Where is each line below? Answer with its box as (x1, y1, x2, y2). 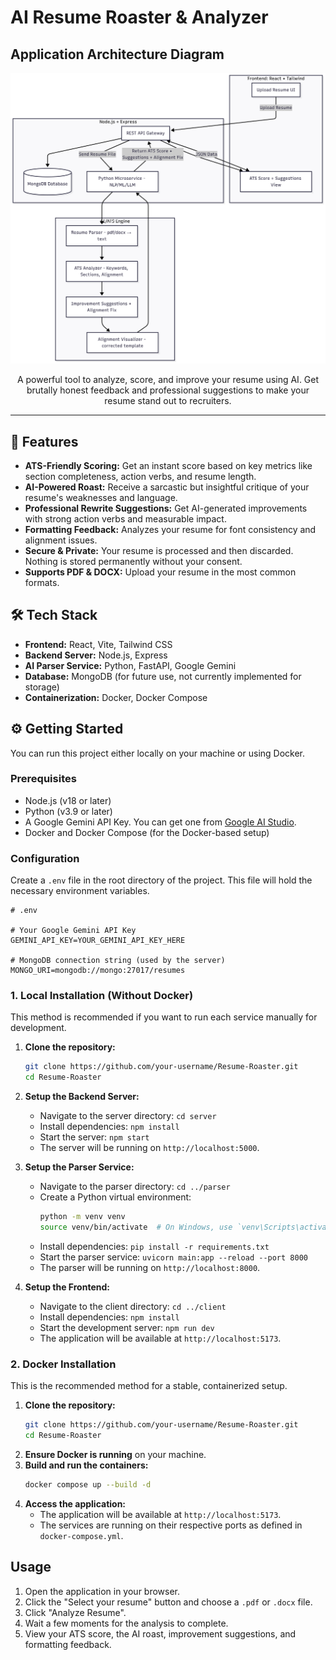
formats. (24, 576, 60, 588)
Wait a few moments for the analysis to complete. (24, 1617, 229, 1629)
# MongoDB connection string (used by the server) (10, 956, 226, 966)
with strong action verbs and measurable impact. (24, 512, 227, 525)
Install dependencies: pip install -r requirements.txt (39, 1240, 270, 1252)
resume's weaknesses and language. (24, 491, 178, 503)
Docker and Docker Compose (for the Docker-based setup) (24, 826, 270, 838)
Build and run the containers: (24, 1459, 149, 1471)
